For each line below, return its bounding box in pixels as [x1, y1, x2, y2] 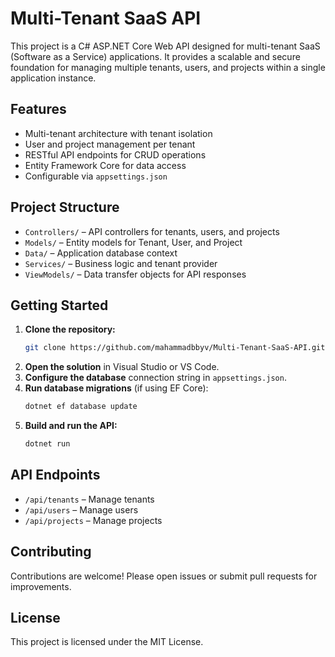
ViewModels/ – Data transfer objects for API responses [24, 268, 247, 280]
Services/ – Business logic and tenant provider [24, 257, 218, 269]
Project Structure [10, 199, 120, 216]
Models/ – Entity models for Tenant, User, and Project [24, 236, 243, 248]
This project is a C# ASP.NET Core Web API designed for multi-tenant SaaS [10, 40, 321, 52]
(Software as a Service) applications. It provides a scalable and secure [10, 50, 301, 62]
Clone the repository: [24, 323, 116, 336]
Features [10, 101, 67, 118]
